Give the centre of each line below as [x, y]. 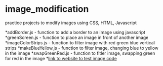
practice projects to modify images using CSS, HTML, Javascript [71, 23]
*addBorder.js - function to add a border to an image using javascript [75, 32]
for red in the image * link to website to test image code [61, 58]
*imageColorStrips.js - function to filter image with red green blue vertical [80, 42]
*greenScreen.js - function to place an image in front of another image [77, 37]
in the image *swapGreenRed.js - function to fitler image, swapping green [80, 53]
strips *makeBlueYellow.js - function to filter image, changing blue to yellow [82, 48]
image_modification [47, 9]
